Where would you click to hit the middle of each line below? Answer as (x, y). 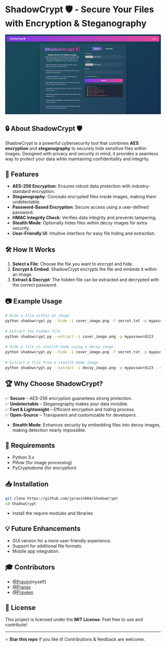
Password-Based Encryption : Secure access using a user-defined (81, 207)
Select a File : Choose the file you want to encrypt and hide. (73, 264)
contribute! (16, 625)
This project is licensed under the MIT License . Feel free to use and (74, 620)
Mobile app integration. (36, 551)
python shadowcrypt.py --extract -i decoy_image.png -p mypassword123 (79, 368)
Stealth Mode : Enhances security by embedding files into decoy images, (86, 425)
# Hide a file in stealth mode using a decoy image (59, 347)
